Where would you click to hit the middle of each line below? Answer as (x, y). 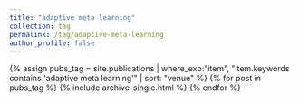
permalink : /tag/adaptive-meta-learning (87, 34)
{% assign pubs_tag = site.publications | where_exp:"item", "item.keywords (149, 69)
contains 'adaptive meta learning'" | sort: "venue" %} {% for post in (135, 79)
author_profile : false (52, 43)
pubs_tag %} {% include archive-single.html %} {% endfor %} (125, 88)
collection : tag (40, 26)
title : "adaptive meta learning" (72, 18)
